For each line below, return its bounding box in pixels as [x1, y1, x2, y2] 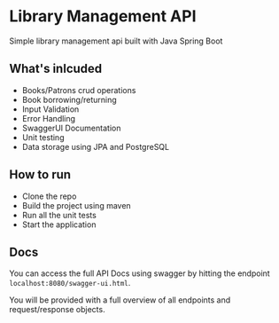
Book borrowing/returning [21, 94, 117, 105]
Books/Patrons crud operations [21, 84, 136, 95]
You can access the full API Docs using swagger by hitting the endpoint [9, 268, 270, 279]
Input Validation [21, 104, 80, 114]
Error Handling [21, 113, 76, 123]
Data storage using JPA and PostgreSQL [21, 141, 170, 152]
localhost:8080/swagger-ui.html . [9, 278, 131, 288]
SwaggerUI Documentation [21, 122, 121, 133]
